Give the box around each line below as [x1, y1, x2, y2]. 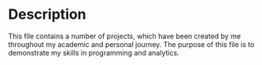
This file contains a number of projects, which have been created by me [8, 31, 242, 41]
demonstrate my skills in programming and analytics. [8, 48, 179, 57]
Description [8, 5, 87, 23]
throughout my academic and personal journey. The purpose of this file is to [8, 39, 255, 49]
